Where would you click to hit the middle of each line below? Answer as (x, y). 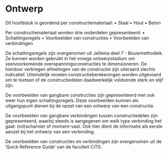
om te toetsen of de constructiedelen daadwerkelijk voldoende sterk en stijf (84, 80)
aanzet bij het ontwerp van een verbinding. (50, 131)
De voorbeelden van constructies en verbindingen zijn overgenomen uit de (83, 141)
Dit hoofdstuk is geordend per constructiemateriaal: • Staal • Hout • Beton (83, 23)
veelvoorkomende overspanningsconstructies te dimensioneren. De (76, 64)
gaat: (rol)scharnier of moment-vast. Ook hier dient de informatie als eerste (84, 126)
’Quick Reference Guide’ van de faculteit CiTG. (54, 146)
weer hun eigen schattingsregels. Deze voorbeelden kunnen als (72, 100)
